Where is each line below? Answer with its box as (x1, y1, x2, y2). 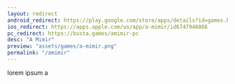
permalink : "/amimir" (7, 50, 71, 57)
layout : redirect (7, 10, 58, 17)
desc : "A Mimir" (7, 36, 55, 43)
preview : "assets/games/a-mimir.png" (7, 43, 117, 50)
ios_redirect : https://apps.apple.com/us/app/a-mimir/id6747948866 (7, 23, 208, 30)
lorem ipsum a (7, 68, 48, 77)
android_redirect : (7, 17, 61, 24)
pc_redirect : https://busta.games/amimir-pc (7, 29, 139, 37)
